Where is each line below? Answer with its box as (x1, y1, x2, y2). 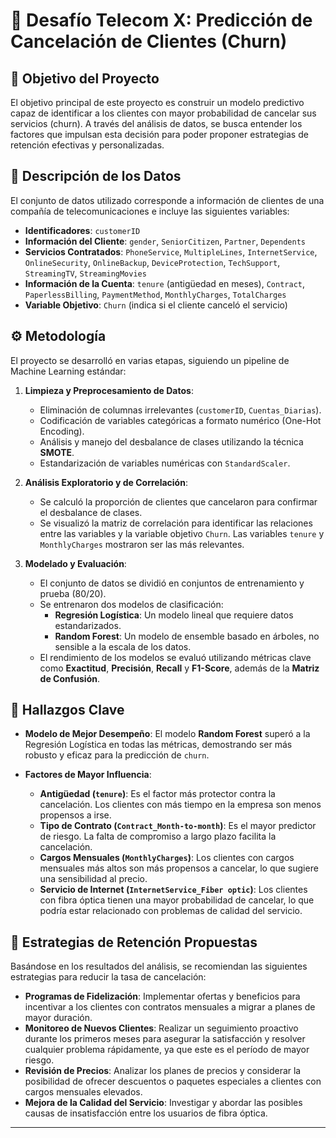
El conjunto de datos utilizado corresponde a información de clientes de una (10, 194, 325, 206)
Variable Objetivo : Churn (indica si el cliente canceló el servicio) (24, 299, 288, 311)
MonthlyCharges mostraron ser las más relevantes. (39, 538, 245, 550)
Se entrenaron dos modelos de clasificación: (39, 598, 224, 610)
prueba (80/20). (39, 587, 107, 599)
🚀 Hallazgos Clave (10, 702, 125, 719)
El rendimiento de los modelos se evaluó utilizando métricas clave (39, 651, 312, 663)
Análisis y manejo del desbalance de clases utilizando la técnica (39, 435, 304, 448)
